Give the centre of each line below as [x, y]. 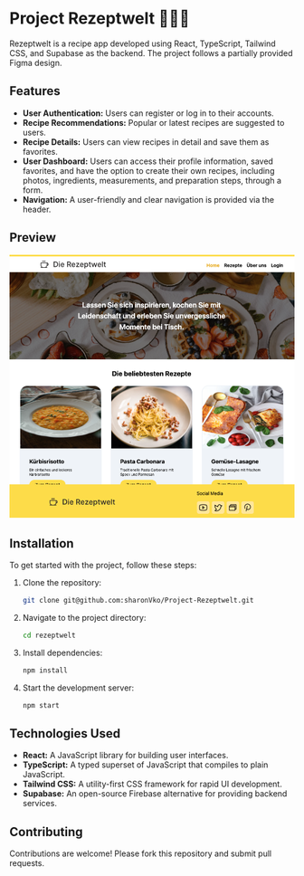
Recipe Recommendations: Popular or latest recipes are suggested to [153, 122]
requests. [27, 863]
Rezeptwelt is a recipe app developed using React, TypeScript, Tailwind [142, 43]
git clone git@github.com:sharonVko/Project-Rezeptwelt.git [138, 601]
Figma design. [36, 62]
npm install [45, 670]
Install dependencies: [62, 652]
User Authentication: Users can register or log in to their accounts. [148, 113]
